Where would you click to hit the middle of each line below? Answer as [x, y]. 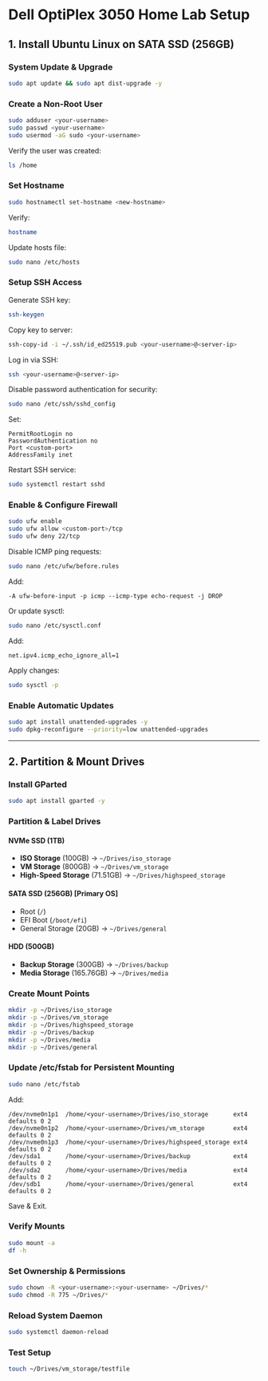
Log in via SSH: [33, 359]
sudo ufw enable [35, 522]
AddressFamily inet [41, 455]
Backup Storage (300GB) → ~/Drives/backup [94, 964]
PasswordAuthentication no [53, 441]
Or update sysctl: [37, 611]
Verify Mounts [37, 1226]
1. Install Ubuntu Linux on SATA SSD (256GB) [121, 44]
